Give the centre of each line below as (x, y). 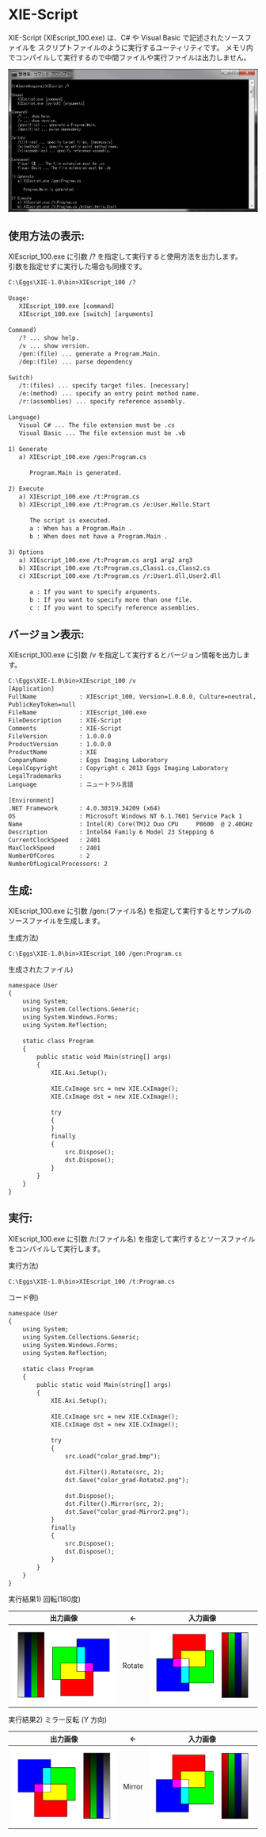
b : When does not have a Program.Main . (99, 537)
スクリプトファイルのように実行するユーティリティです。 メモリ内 (145, 47)
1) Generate (28, 449)
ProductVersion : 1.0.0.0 (60, 745)
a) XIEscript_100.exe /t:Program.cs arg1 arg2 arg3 (106, 560)
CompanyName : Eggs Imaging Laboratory (88, 761)
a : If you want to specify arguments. (95, 592)
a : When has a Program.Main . (81, 529)
